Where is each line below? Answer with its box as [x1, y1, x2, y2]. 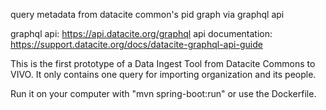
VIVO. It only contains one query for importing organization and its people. [10, 69, 317, 80]
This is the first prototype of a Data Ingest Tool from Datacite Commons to [10, 58, 316, 69]
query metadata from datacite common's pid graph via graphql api [10, 9, 285, 20]
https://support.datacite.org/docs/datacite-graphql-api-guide [10, 39, 263, 50]
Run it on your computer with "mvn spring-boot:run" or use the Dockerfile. [10, 88, 317, 99]
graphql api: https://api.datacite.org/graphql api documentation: [10, 28, 273, 39]
